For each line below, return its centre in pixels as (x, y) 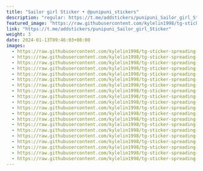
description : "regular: (36, 18)
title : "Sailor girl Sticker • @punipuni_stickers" (72, 12)
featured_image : (27, 23)
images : (16, 46)
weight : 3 (19, 35)
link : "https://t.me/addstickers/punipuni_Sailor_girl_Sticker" (89, 29)
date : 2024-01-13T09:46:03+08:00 (48, 40)
